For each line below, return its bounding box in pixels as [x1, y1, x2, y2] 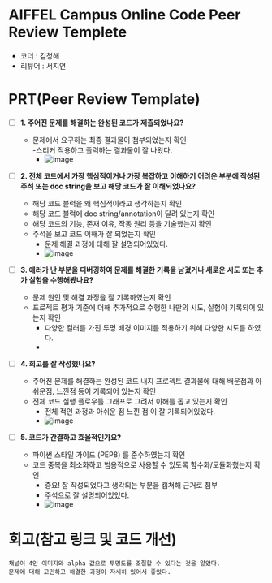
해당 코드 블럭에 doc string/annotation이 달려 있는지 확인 [32, 209, 215, 218]
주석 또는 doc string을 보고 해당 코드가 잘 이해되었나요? [19, 181, 196, 191]
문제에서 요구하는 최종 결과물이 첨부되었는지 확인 [32, 135, 187, 145]
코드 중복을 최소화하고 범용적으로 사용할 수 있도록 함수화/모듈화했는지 [32, 460, 253, 470]
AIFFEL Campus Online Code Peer [8, 6, 241, 24]
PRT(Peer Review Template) [8, 90, 201, 109]
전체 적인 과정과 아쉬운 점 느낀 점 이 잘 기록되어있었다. [44, 407, 216, 417]
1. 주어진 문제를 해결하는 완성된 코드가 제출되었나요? [19, 118, 184, 127]
